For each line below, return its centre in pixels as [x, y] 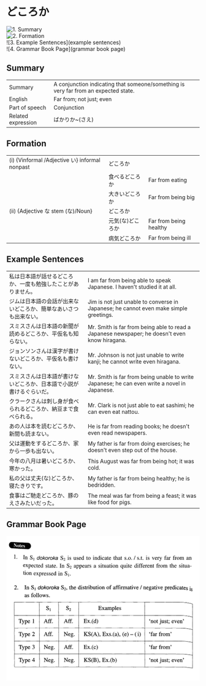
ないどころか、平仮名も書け [44, 359]
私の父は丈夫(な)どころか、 [43, 478]
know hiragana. [107, 340]
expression [23, 123]
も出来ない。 [25, 316]
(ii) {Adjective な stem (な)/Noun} [51, 211]
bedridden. [101, 485]
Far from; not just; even [83, 99]
